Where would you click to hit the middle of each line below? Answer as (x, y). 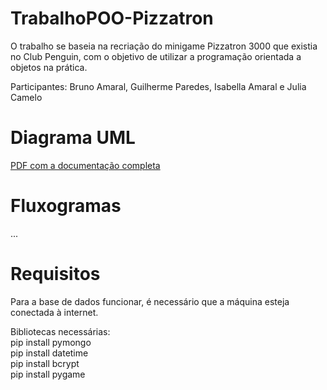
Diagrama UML (73, 138)
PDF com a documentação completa (85, 165)
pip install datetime (49, 353)
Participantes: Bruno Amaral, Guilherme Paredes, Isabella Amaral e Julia (158, 86)
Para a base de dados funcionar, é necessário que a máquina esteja (150, 301)
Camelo (26, 97)
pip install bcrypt (45, 363)
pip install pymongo (51, 342)
